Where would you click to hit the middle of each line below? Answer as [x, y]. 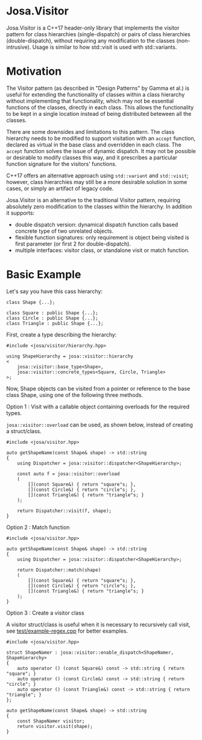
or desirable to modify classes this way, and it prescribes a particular [92, 157]
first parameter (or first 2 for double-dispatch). [73, 244]
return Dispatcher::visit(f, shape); [65, 511]
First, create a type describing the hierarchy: [62, 334]
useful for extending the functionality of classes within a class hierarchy [96, 94]
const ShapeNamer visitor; [51, 721]
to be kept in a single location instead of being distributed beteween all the [99, 113]
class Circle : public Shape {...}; [52, 318]
